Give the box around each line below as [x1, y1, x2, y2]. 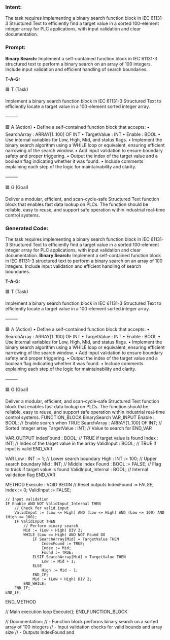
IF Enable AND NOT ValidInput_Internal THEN [5, 501, 101, 506]
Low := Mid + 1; [41, 559, 76, 564]
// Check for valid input [14, 506, 70, 511]
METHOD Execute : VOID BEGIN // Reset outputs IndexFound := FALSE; [5, 481, 154, 487]
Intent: [5, 4, 22, 11]
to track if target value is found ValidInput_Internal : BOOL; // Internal [5, 466, 149, 472]
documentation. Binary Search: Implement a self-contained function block [5, 252, 161, 258]
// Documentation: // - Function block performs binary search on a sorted [5, 618, 158, 624]
